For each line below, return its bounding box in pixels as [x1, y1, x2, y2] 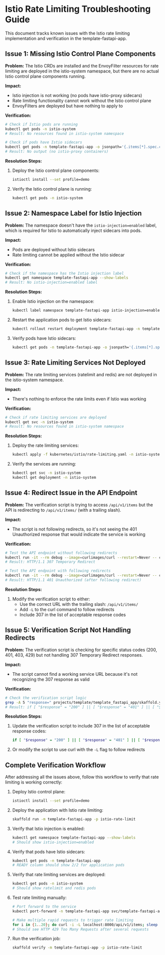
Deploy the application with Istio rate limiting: [12, 807, 104, 813]
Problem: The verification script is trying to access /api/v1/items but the [5, 501, 153, 508]
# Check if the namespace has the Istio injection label [5, 271, 124, 276]
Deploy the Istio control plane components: [12, 167, 100, 173]
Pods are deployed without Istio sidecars [12, 246, 95, 252]
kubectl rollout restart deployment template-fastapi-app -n [12, 327, 140, 331]
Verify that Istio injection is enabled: [12, 825, 85, 831]
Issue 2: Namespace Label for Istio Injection [5, 209, 142, 218]
